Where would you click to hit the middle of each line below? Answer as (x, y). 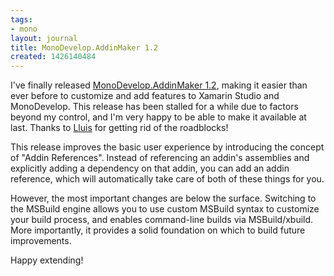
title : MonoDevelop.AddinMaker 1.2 (84, 47)
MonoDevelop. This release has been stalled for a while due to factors (154, 107)
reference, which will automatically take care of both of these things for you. (167, 179)
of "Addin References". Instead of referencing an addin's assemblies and (160, 158)
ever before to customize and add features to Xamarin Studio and (145, 96)
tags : (21, 19)
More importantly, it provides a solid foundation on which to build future (158, 230)
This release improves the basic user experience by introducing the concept (167, 147)
